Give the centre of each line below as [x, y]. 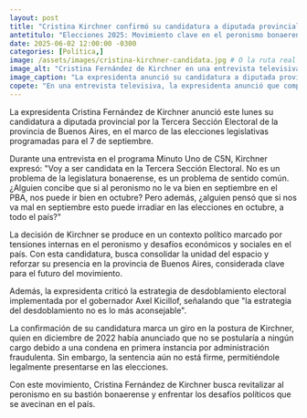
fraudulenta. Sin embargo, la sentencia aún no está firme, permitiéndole [145, 357]
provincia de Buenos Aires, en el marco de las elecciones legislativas [139, 131]
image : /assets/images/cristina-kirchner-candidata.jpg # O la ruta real [153, 60]
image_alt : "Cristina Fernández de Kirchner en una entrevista [132, 69]
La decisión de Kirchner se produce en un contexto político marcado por [146, 235]
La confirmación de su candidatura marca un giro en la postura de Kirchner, [152, 328]
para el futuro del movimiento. [66, 273]
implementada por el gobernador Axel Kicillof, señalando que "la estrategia [151, 300]
